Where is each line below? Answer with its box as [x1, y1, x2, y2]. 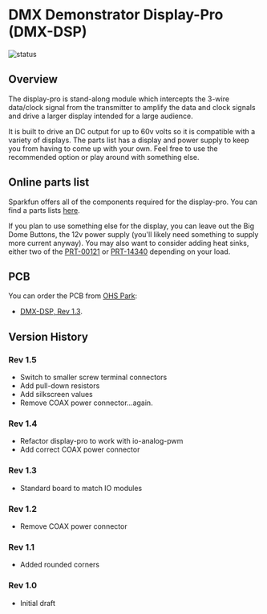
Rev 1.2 [8, 503, 38, 514]
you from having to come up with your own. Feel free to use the [8, 143, 218, 153]
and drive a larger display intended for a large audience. [8, 111, 194, 121]
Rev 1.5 [8, 354, 38, 365]
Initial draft [19, 598, 56, 608]
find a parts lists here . [8, 205, 80, 215]
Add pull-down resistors [19, 381, 100, 391]
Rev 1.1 [8, 541, 34, 552]
